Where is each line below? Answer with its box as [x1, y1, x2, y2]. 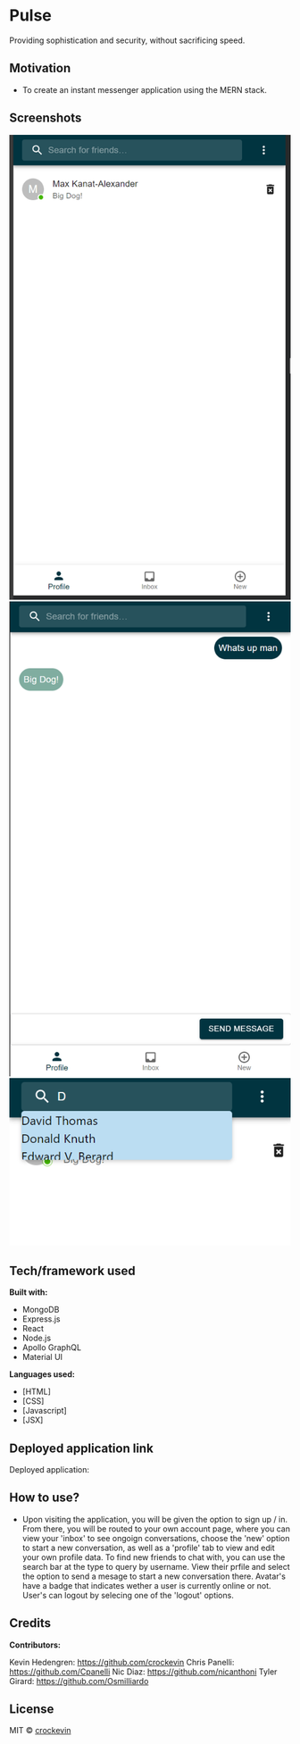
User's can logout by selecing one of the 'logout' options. [21, 1590, 234, 1600]
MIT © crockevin [9, 1725, 71, 1736]
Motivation [9, 61, 71, 76]
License [9, 1701, 54, 1716]
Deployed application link [9, 1440, 154, 1456]
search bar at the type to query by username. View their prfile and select [21, 1561, 290, 1572]
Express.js [21, 1314, 61, 1324]
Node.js [21, 1332, 52, 1344]
